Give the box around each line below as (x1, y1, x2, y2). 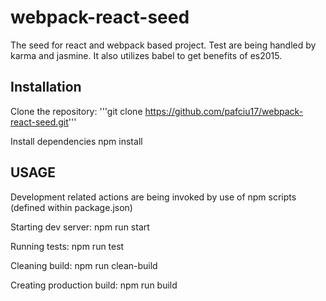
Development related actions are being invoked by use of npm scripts (10, 191, 297, 203)
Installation (10, 79, 82, 96)
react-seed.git (10, 116, 69, 128)
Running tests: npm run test (10, 240, 125, 252)
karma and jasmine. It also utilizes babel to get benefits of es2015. (10, 49, 283, 61)
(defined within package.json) (10, 201, 133, 213)
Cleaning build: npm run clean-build (10, 259, 158, 271)
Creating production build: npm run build (10, 279, 178, 291)
